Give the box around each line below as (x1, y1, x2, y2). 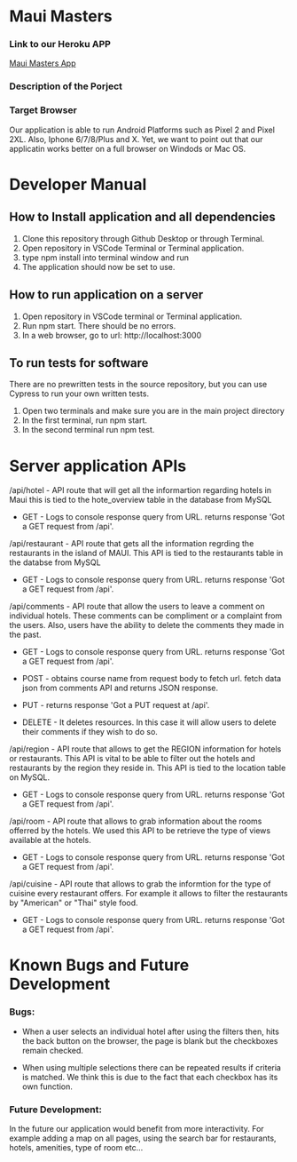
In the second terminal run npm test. (21, 425, 155, 435)
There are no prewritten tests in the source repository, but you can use (9, 379, 268, 390)
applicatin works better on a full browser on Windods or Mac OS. (9, 143, 246, 154)
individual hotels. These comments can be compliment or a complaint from (9, 610, 283, 621)
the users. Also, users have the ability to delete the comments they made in (9, 620, 285, 631)
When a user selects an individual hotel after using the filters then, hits (21, 1026, 279, 1037)
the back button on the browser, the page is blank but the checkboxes (21, 1035, 278, 1046)
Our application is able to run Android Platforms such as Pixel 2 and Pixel (9, 124, 275, 135)
